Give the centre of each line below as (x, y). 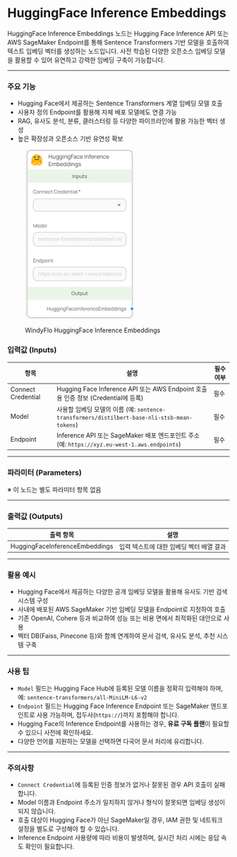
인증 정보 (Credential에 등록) (104, 398)
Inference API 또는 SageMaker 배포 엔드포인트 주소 (128, 435)
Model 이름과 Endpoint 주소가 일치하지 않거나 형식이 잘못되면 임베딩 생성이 (121, 803)
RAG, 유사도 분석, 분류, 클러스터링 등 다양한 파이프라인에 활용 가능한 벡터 (118, 121)
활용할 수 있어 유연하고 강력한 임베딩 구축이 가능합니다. (90, 60)
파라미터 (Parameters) (45, 473)
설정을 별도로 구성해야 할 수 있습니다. (68, 829)
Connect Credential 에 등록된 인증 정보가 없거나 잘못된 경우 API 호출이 (115, 785)
